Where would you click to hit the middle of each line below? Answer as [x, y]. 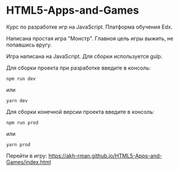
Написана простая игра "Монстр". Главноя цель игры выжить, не [90, 38]
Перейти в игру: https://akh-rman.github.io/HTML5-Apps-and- [84, 156]
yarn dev [17, 101]
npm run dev [21, 79]
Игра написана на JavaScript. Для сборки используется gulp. [84, 56]
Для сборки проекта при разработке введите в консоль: [78, 68]
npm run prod [22, 123]
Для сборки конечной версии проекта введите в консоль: [80, 111]
